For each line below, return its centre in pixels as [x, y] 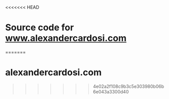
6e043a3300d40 [111, 91]
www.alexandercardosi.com [66, 38]
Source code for [40, 28]
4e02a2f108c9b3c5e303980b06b [129, 86]
